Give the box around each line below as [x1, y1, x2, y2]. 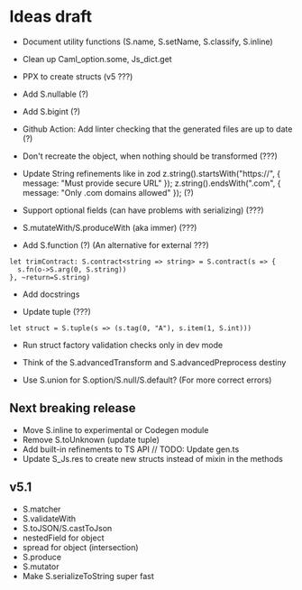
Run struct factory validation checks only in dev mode [22, 339, 224, 350]
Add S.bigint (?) [22, 106, 81, 116]
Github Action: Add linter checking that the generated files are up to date [22, 124, 293, 134]
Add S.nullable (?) [22, 88, 89, 99]
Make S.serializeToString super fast [22, 570, 155, 581]
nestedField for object [22, 532, 105, 543]
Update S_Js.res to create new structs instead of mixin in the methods [22, 453, 284, 464]
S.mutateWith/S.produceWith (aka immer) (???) [22, 222, 197, 233]
